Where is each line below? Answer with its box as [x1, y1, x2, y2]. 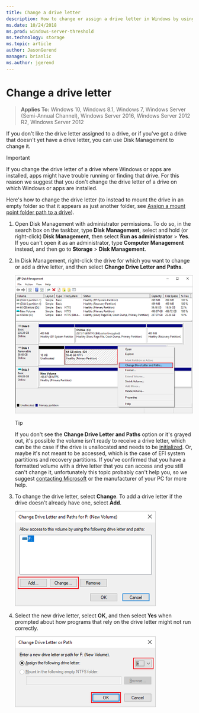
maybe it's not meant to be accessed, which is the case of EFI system [14, 450, 185, 457]
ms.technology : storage [6, 34, 65, 41]
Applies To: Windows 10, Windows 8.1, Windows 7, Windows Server [20, 106, 187, 113]
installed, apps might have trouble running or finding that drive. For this [6, 172, 179, 179]
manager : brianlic [6, 53, 52, 59]
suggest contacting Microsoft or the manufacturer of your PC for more [14, 475, 187, 482]
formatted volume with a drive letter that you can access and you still [14, 462, 184, 469]
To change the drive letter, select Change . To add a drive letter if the [14, 493, 182, 500]
